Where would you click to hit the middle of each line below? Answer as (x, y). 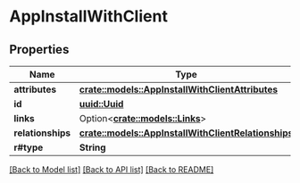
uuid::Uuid (101, 104)
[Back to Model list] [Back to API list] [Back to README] (112, 170)
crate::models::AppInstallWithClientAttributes (179, 89)
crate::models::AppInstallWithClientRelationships (186, 133)
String (92, 147)
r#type (29, 147)
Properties (39, 50)
